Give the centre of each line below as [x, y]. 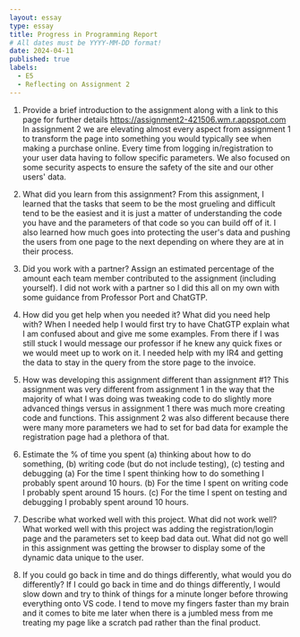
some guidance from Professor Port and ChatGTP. [115, 297]
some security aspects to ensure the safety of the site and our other [148, 167]
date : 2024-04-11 [42, 51]
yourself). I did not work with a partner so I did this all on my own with [151, 287]
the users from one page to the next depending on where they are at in [153, 241]
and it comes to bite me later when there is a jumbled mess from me [147, 613]
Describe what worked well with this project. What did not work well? [150, 519]
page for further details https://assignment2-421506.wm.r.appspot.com [154, 119]
